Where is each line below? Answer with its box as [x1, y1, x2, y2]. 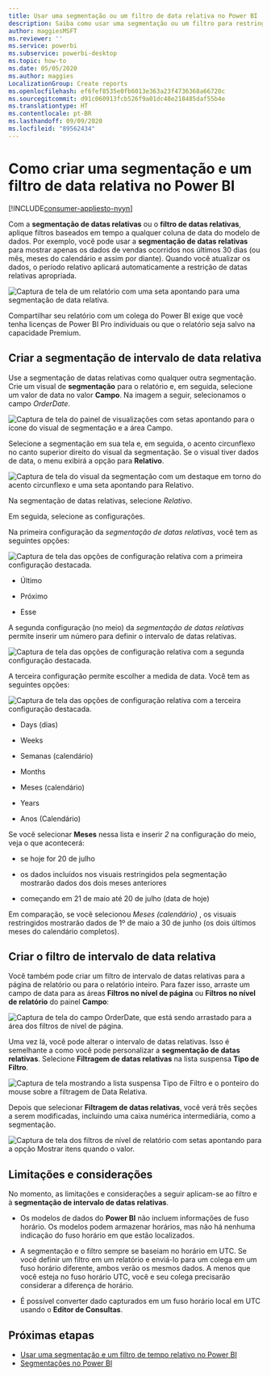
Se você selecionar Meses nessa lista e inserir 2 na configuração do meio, [8, 829, 256, 839]
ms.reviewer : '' [8, 34, 63, 43]
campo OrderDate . [8, 398, 71, 409]
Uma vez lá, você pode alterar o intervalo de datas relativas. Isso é [8, 1037, 230, 1047]
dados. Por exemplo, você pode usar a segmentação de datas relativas [8, 236, 248, 246]
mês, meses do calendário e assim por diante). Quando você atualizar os [8, 253, 251, 263]
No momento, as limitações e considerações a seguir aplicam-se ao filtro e [8, 1189, 258, 1199]
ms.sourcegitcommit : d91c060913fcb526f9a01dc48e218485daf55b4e [8, 95, 226, 103]
